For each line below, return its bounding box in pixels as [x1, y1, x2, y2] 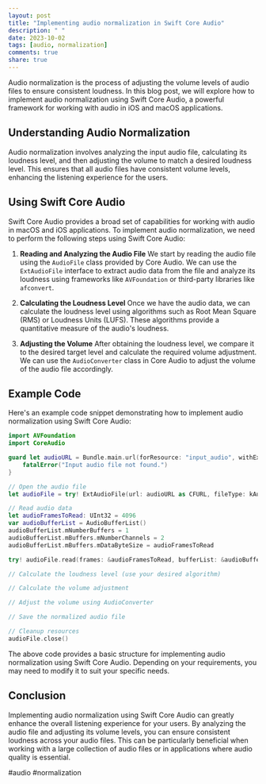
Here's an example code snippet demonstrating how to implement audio [8, 408, 244, 418]
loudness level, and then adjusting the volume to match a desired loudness [8, 156, 252, 165]
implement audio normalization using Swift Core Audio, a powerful [8, 95, 224, 104]
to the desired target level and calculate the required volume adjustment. [19, 347, 257, 357]
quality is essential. [8, 752, 71, 762]
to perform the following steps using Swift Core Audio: [8, 234, 186, 243]
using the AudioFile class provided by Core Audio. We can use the [19, 257, 237, 267]
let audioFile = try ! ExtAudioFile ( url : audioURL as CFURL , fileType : [8, 490, 246, 498]
